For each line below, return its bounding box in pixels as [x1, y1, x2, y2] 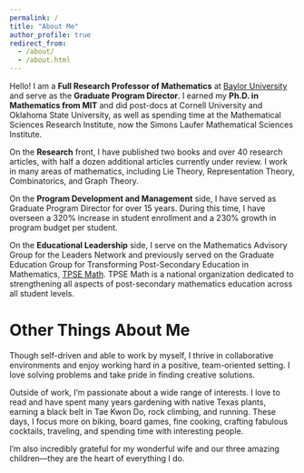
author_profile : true [9, 30, 92, 39]
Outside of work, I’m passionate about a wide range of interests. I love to [9, 387, 281, 398]
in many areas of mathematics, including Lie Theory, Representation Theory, [9, 166, 295, 176]
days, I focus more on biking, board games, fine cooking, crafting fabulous [9, 416, 289, 427]
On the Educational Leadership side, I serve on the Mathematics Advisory [9, 240, 288, 250]
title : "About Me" [9, 22, 79, 31]
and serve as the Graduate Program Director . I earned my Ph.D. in [9, 90, 259, 101]
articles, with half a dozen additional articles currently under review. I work [9, 156, 288, 166]
